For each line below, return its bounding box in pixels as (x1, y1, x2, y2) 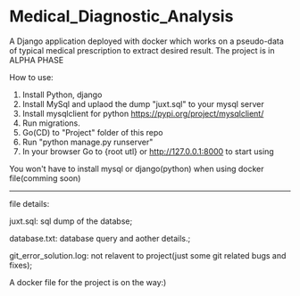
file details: (9, 198, 50, 209)
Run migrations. (21, 118, 80, 128)
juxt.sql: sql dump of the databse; (9, 216, 133, 226)
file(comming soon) (9, 172, 81, 184)
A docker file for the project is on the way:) (9, 276, 167, 287)
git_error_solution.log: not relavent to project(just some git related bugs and (9, 250, 287, 260)
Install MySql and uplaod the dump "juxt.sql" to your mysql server (21, 98, 265, 109)
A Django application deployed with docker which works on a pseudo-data (9, 36, 284, 46)
